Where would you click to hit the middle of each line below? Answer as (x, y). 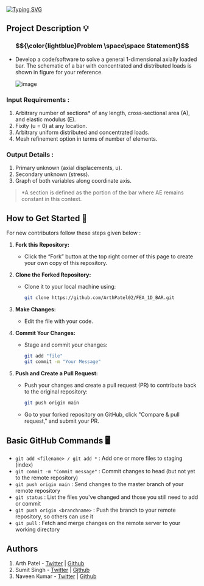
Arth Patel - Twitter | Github (50, 563)
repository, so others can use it (54, 517)
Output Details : (30, 154)
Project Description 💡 (48, 28)
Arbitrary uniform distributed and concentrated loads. (82, 132)
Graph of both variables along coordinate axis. (73, 181)
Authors (22, 549)
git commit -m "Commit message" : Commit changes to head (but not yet (105, 471)
